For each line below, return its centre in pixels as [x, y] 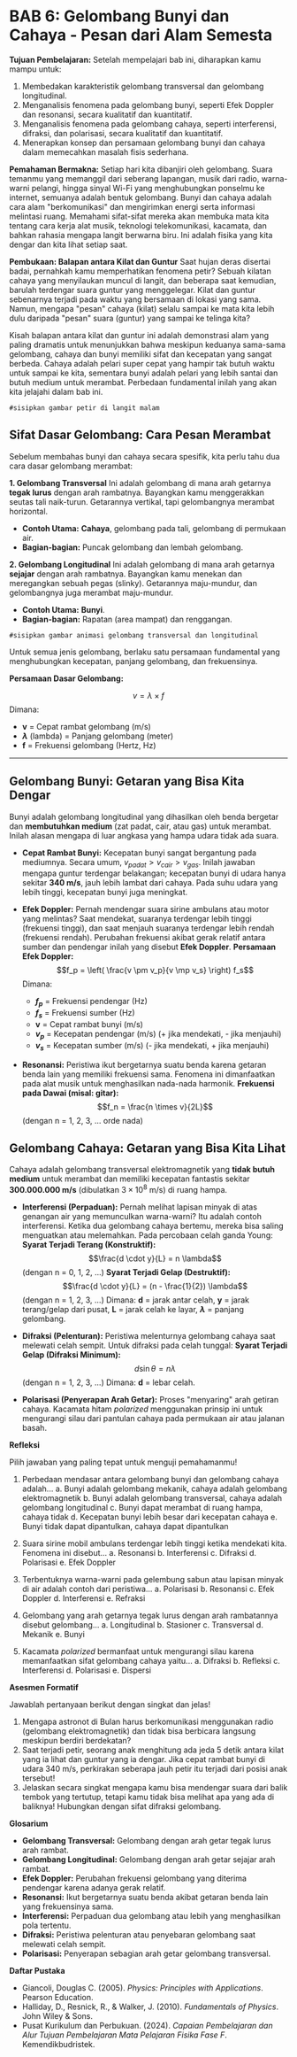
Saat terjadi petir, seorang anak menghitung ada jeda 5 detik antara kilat [153, 1750]
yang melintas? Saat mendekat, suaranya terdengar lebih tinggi [137, 919]
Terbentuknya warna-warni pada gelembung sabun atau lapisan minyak [153, 1580]
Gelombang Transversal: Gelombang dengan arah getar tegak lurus [146, 1841]
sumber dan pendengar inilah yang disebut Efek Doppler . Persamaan [149, 947]
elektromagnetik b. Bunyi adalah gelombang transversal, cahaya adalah [152, 1498]
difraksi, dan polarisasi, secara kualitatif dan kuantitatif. [122, 133]
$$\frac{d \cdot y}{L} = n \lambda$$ [155, 1258]
